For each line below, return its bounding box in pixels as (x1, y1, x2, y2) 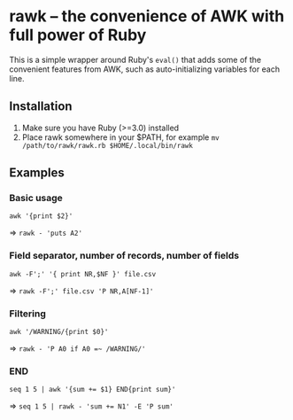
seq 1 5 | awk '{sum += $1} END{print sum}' (9, 385, 176, 394)
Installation (9, 99, 73, 114)
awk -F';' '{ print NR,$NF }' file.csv (9, 269, 157, 278)
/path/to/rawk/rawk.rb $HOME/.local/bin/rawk (21, 141, 193, 150)
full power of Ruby (9, 25, 147, 45)
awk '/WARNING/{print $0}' (9, 328, 109, 337)
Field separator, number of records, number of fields (9, 250, 240, 262)
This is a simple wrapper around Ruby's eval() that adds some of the (9, 54, 262, 65)
